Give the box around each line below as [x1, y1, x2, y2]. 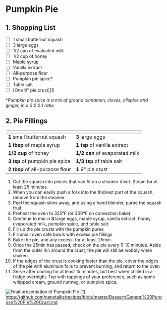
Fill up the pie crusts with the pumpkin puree [12, 226, 104, 232]
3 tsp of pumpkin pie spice [8, 158, 71, 165]
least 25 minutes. [12, 184, 49, 190]
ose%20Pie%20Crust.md [5, 300, 58, 306]
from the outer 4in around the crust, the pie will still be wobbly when [12, 247, 153, 253]
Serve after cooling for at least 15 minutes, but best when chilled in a [12, 269, 153, 275]
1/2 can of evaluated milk [12, 48, 64, 54]
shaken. [12, 253, 29, 259]
